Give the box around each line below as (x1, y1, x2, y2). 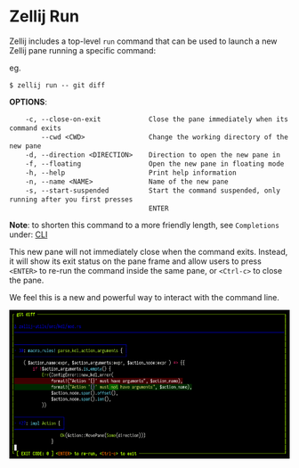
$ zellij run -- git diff (9, 80, 105, 90)
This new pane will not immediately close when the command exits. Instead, (9, 246, 288, 257)
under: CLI (9, 229, 48, 240)
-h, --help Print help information (25, 168, 238, 177)
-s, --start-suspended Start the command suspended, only (25, 185, 280, 195)
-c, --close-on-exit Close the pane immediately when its (25, 114, 289, 124)
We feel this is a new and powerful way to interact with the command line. (9, 291, 280, 302)
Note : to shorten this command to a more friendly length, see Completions (9, 219, 280, 230)
